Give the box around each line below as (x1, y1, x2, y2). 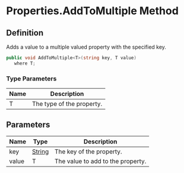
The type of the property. (31, 100, 103, 108)
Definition (6, 28, 43, 38)
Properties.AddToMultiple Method (6, 4, 179, 18)
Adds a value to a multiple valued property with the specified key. (6, 43, 166, 50)
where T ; (14, 60, 36, 66)
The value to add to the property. (54, 157, 147, 165)
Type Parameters (6, 74, 57, 82)
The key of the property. (54, 147, 123, 155)
